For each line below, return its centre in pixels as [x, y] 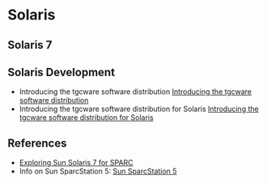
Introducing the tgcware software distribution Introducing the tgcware [136, 92]
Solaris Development [61, 72]
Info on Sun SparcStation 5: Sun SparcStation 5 [98, 171]
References [37, 143]
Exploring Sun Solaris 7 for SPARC [76, 163]
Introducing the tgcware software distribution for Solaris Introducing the [139, 109]
